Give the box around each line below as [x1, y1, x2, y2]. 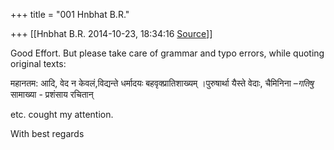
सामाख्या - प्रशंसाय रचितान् [10, 89, 94, 100]
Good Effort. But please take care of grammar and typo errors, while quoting [10, 47, 325, 59]
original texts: [10, 58, 67, 69]
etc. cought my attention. [10, 109, 114, 120]
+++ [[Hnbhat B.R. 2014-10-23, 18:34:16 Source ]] [10, 28, 213, 39]
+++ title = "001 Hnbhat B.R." [10, 9, 130, 20]
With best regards [10, 128, 85, 139]
